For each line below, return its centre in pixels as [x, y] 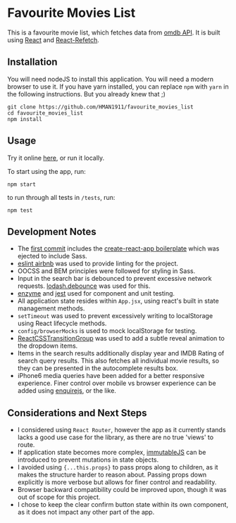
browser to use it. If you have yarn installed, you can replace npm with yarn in [118, 87]
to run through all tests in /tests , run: [61, 197]
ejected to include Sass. [52, 256]
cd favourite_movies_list [45, 113]
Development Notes [52, 231]
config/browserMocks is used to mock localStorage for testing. [107, 331]
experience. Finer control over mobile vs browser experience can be [117, 383]
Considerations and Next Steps [77, 413]
